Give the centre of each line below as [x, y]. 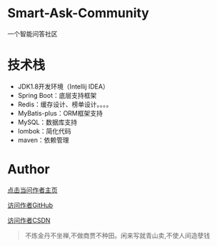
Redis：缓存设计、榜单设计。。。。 [65, 104]
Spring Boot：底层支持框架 [57, 95]
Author [29, 170]
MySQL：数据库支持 [47, 122]
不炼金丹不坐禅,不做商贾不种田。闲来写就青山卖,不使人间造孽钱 [117, 235]
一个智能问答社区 [32, 34]
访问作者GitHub [30, 205]
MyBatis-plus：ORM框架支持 [60, 113]
